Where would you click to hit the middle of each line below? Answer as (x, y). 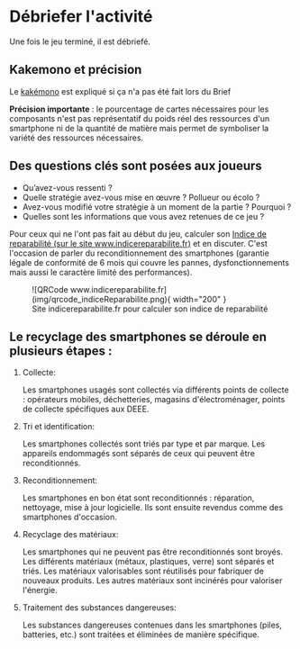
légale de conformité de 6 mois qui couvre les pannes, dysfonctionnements (150, 262)
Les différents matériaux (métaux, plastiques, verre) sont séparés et (148, 562)
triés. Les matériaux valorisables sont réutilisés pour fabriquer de (143, 571)
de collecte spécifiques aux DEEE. (86, 409)
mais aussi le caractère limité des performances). (101, 272)
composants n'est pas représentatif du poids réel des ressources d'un (140, 118)
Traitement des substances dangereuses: (100, 608)
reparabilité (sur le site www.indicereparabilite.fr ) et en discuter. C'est (138, 243)
